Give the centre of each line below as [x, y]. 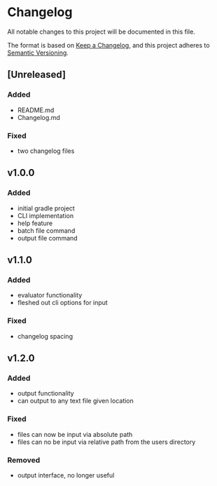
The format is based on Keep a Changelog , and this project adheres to [108, 45]
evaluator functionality [50, 295]
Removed [24, 460]
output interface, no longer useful [66, 475]
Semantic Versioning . [38, 53]
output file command [48, 238]
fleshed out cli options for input [63, 303]
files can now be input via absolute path [75, 434]
